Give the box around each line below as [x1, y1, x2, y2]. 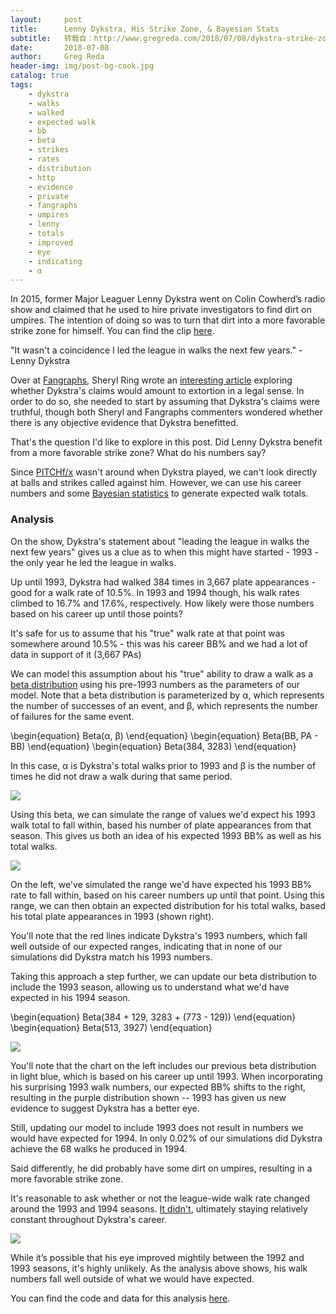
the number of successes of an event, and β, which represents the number [10, 699, 319, 711]
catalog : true [10, 71, 70, 81]
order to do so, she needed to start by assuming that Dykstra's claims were [10, 396, 320, 408]
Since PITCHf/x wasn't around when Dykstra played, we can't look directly [10, 466, 318, 478]
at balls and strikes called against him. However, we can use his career [10, 477, 302, 489]
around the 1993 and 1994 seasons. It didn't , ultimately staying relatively [10, 1202, 308, 1215]
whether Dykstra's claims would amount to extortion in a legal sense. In [10, 385, 305, 397]
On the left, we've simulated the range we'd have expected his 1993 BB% [10, 878, 312, 890]
